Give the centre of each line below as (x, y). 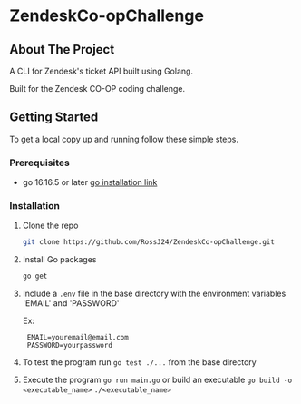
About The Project (62, 49)
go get (35, 276)
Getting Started (54, 118)
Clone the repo (50, 226)
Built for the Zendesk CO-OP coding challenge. (97, 89)
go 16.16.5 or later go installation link (90, 182)
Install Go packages (59, 260)
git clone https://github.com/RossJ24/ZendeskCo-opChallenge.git (148, 242)
